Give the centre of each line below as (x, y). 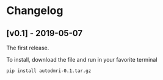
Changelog (35, 11)
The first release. (28, 48)
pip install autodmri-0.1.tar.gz (49, 71)
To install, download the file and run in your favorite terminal (82, 60)
